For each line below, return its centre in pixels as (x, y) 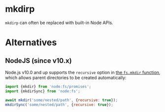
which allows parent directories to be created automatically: (66, 78)
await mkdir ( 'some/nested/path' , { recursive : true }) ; (62, 100)
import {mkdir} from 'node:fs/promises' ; (48, 86)
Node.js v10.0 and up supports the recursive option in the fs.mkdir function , (83, 72)
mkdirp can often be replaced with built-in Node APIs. (59, 23)
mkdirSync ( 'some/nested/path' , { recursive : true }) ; (59, 105)
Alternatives (31, 42)
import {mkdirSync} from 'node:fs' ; (43, 91)
